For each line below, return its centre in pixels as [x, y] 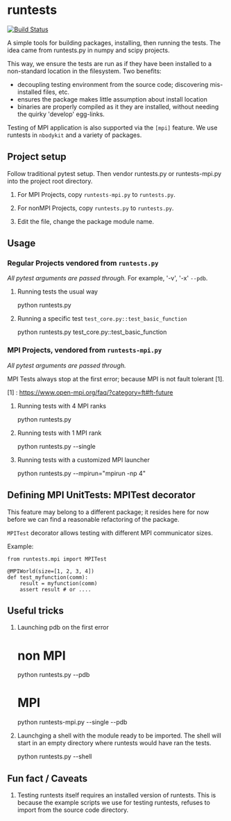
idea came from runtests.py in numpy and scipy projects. [88, 50]
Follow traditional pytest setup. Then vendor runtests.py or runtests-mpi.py [114, 173]
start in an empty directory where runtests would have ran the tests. [114, 743]
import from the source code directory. [73, 810]
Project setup [37, 157]
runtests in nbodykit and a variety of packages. [75, 135]
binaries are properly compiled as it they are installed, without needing [118, 106]
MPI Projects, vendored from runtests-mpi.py [85, 350]
